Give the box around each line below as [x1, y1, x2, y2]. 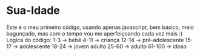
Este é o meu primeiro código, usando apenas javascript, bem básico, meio [6, 23, 194, 31]
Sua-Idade [6, 4, 61, 17]
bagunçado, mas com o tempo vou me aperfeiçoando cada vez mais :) [6, 30, 183, 37]
